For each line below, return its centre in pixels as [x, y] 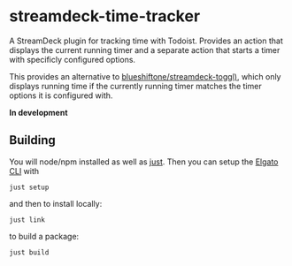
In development [38, 112]
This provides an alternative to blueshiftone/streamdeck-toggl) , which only [145, 76]
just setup [29, 187]
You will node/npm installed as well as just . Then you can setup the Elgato [144, 162]
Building [32, 140]
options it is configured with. [61, 95]
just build [29, 252]
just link [27, 220]
